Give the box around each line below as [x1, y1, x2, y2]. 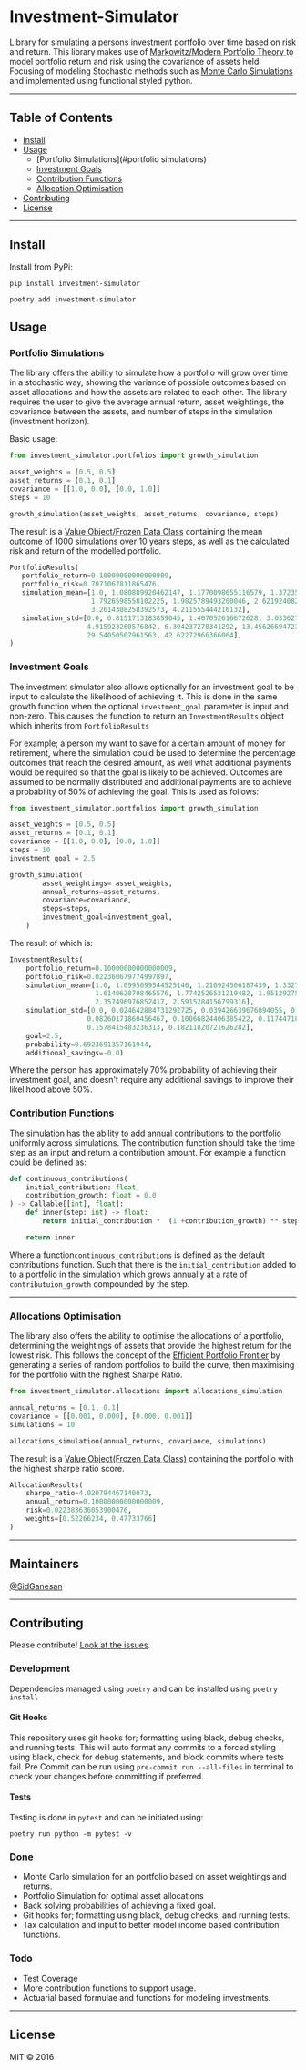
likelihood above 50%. [9, 1084, 93, 1095]
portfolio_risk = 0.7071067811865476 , [21, 580, 161, 589]
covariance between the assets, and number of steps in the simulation [9, 406, 273, 417]
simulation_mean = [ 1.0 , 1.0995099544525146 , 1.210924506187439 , [25, 981, 271, 990]
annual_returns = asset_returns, [42, 887, 161, 896]
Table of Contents [9, 110, 114, 126]
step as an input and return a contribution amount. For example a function [9, 1147, 287, 1157]
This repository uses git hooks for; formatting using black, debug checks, [9, 1732, 285, 1743]
